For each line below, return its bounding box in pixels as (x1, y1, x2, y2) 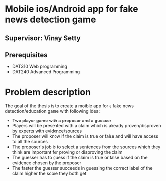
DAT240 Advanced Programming (12, 69, 80, 75)
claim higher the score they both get (12, 170, 87, 177)
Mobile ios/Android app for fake (5, 3, 138, 15)
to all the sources (12, 139, 48, 145)
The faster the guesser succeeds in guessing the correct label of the (12, 165, 153, 171)
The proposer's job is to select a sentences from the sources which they (12, 144, 161, 150)
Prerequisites (5, 51, 48, 59)
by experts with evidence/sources (12, 128, 82, 134)
